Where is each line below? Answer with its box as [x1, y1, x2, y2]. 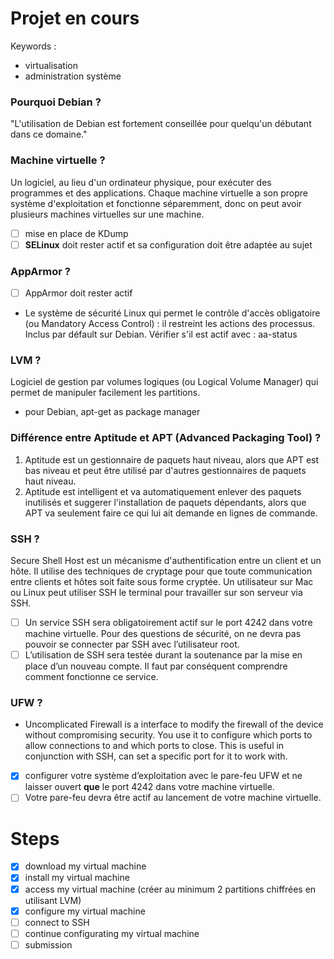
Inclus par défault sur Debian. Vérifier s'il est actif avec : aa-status [24, 328, 298, 341]
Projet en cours [10, 7, 140, 30]
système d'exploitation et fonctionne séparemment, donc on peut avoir [10, 197, 303, 209]
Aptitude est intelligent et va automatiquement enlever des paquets [24, 485, 302, 497]
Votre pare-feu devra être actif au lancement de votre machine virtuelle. [24, 792, 322, 804]
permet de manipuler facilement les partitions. [10, 387, 201, 399]
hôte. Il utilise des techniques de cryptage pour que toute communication [10, 565, 313, 577]
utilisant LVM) [24, 894, 82, 906]
